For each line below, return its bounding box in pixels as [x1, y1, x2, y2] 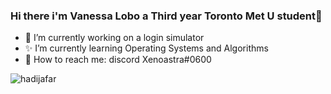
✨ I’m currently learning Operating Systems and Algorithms [24, 42, 269, 54]
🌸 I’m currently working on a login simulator [24, 32, 205, 44]
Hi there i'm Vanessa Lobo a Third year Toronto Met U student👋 [10, 9, 323, 23]
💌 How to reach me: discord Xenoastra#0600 [24, 54, 212, 66]
